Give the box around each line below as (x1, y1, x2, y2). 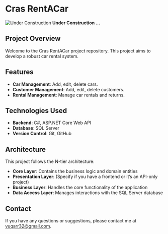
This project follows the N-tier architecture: (5, 158, 95, 164)
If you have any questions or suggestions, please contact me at (5, 218, 137, 223)
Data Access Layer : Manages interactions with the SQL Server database (12, 190, 163, 196)
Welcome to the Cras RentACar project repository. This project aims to (5, 47, 151, 53)
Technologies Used (5, 106, 67, 115)
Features (5, 68, 34, 76)
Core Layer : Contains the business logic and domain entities (12, 168, 138, 174)
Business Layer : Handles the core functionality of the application (12, 185, 148, 191)
